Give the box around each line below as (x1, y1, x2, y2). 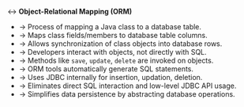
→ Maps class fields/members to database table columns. (18, 31, 208, 40)
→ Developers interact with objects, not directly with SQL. (18, 48, 207, 56)
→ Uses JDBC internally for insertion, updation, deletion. (18, 73, 203, 82)
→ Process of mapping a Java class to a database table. (18, 22, 202, 31)
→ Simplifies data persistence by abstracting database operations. (18, 90, 235, 98)
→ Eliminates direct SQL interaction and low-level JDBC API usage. (18, 81, 237, 90)
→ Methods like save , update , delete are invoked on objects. (18, 55, 214, 65)
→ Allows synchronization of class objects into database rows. (18, 39, 223, 48)
